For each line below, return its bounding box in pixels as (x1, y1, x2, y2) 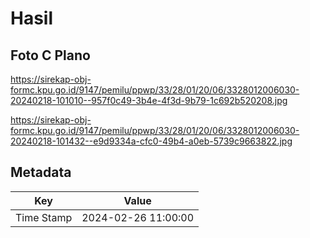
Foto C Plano (10, 47, 91, 64)
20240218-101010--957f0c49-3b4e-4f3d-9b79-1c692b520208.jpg (10, 95, 288, 106)
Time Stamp (15, 210, 73, 224)
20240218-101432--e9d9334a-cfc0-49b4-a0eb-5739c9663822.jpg (10, 135, 293, 147)
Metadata (10, 164, 72, 181)
